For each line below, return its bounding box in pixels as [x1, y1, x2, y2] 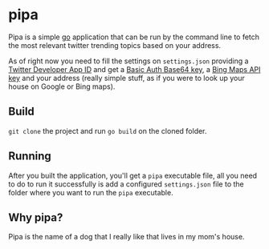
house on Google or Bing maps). [8, 82, 116, 91]
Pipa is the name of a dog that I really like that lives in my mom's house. [8, 232, 245, 242]
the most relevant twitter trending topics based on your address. [8, 40, 222, 50]
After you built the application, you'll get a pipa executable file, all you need [8, 171, 258, 180]
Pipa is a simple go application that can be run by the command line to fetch [8, 32, 259, 42]
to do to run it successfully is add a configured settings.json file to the [8, 179, 244, 189]
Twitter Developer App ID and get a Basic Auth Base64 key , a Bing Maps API [8, 64, 261, 74]
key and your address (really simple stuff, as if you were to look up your [8, 73, 245, 82]
